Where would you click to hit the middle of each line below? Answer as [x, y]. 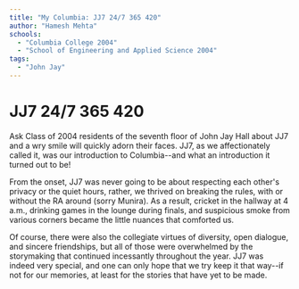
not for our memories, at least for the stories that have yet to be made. [138, 275]
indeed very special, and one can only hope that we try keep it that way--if [146, 265]
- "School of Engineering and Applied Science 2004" [117, 51]
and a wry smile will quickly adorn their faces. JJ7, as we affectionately [140, 145]
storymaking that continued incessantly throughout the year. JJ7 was [137, 256]
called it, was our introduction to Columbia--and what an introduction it [140, 155]
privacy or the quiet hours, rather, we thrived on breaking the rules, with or [146, 191]
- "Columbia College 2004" [67, 42]
